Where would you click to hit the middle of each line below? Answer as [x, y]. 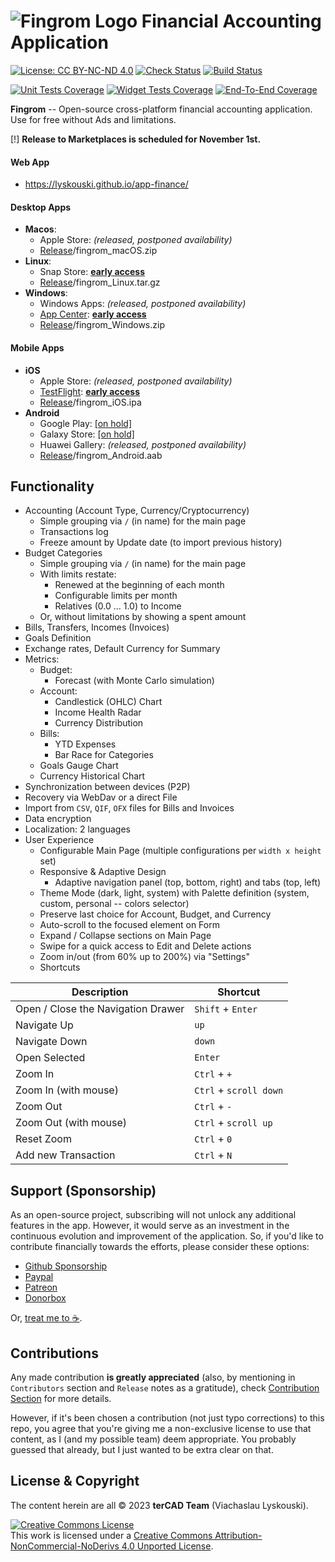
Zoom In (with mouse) [67, 1090]
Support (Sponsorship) [83, 1190]
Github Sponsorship [66, 1266]
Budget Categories [63, 553]
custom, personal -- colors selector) [114, 904]
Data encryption [58, 819]
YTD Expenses [85, 744]
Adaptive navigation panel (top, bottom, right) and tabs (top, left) [188, 882]
